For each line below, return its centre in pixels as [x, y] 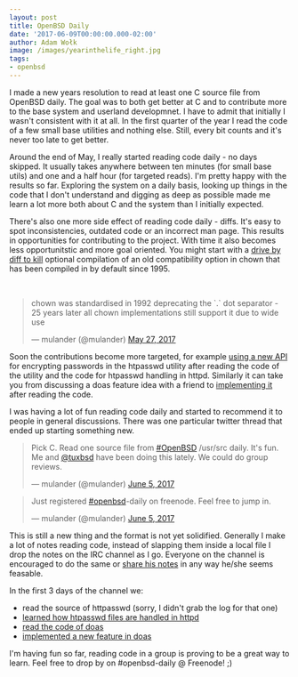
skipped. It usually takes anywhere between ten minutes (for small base [141, 166]
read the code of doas [63, 626]
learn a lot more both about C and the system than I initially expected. [137, 204]
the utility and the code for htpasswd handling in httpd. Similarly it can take [146, 375]
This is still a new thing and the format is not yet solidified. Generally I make [148, 536]
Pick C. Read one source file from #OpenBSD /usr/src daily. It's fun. [155, 447]
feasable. [26, 573]
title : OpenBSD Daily [49, 26]
